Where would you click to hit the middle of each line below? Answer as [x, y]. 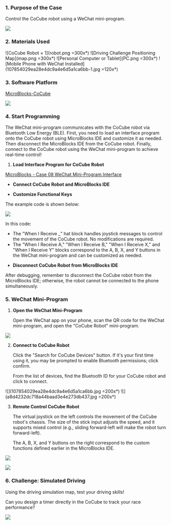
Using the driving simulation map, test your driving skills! [65, 492]
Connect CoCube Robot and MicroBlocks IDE [61, 184]
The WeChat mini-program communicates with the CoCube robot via [78, 127]
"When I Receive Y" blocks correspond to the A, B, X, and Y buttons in [87, 250]
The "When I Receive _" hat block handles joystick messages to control [87, 234]
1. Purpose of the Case [34, 8]
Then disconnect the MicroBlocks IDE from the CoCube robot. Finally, [78, 144]
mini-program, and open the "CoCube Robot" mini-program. [76, 326]
